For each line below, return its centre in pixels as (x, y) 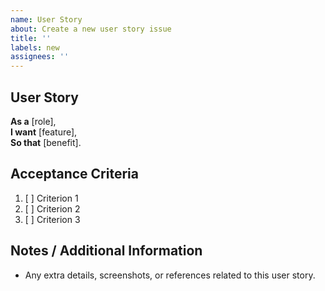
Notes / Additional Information (106, 251)
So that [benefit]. (46, 142)
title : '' (31, 38)
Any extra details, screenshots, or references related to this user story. (170, 275)
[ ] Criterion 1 (51, 198)
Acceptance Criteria (74, 174)
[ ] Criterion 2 (52, 208)
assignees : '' (40, 57)
